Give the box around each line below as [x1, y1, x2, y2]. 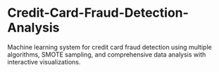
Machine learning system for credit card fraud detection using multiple [7, 43, 213, 51]
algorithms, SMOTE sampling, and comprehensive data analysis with [7, 50, 206, 59]
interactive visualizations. [7, 57, 81, 66]
